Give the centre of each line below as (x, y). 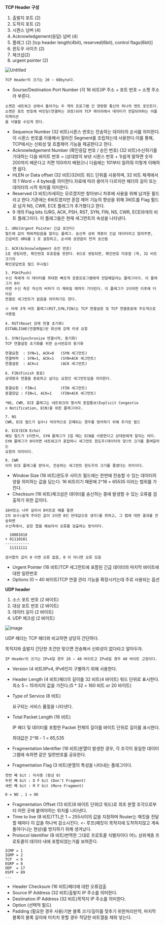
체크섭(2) (21, 55)
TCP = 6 (14, 859)
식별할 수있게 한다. (28, 122)
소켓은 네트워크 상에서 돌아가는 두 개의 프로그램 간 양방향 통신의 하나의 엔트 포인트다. (82, 106)
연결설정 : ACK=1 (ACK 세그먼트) (46, 364)
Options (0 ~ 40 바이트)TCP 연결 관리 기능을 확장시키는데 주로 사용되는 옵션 (86, 579)
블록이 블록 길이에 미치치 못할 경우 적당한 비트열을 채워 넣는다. (72, 917)
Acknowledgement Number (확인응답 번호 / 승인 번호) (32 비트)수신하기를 (85, 150)
